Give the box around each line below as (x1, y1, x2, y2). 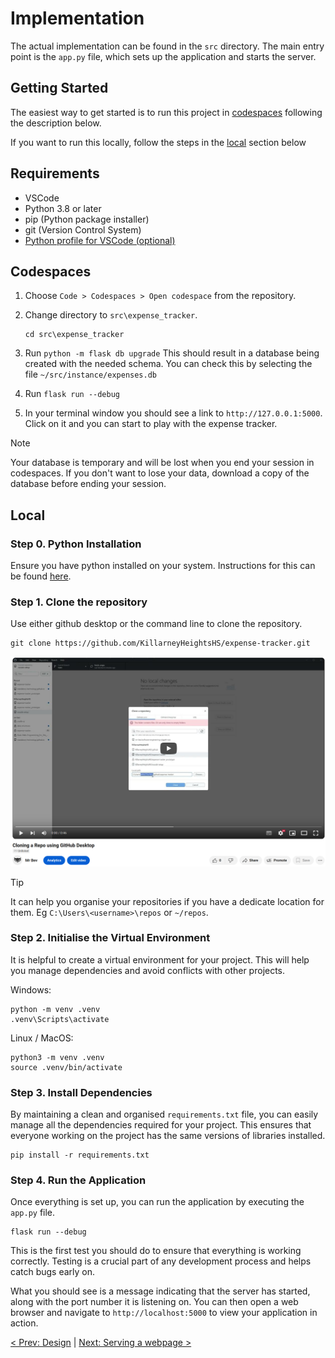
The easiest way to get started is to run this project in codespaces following (10, 106, 323, 118)
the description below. (10, 117, 102, 129)
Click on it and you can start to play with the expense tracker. (24, 418, 278, 430)
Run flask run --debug (24, 388, 120, 400)
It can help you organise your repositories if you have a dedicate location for (10, 895, 325, 907)
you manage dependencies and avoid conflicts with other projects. (10, 964, 286, 976)
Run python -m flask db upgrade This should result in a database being (24, 347, 320, 359)
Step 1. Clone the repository (10, 595, 148, 609)
